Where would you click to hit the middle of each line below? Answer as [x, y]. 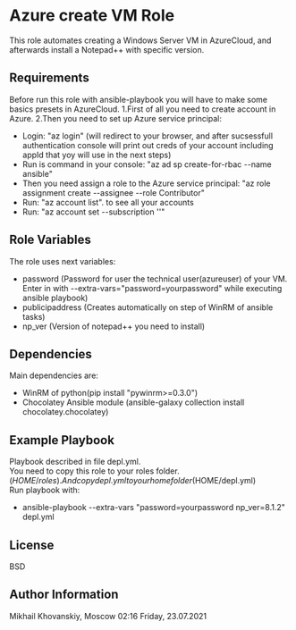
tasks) [34, 316]
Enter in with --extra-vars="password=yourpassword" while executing [152, 288]
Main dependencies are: [54, 375]
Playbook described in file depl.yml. [75, 462]
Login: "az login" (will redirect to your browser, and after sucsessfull [148, 136]
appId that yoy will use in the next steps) [97, 155]
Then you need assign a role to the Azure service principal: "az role [146, 183]
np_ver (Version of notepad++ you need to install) [114, 326]
